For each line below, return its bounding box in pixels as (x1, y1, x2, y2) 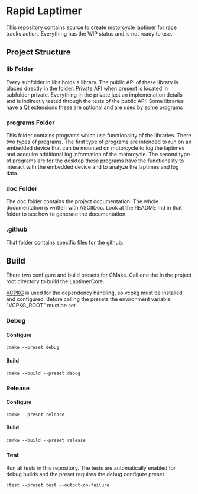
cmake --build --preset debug (6, 370, 81, 376)
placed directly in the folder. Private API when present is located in (6, 85, 168, 92)
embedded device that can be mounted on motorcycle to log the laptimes (6, 144, 185, 152)
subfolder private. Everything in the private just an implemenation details (6, 91, 183, 98)
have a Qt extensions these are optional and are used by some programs (6, 104, 183, 111)
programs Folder (6, 118, 55, 127)
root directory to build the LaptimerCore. (6, 278, 105, 285)
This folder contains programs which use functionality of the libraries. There (6, 131, 191, 139)
